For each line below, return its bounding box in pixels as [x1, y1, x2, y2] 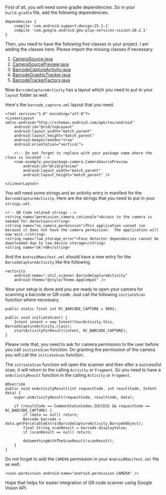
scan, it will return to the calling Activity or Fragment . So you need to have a [5, 367, 161, 373]
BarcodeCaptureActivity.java [12, 67, 71, 72]
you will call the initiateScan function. [5, 352, 84, 358]
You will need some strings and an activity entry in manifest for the [5, 190, 142, 196]
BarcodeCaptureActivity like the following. [5, 259, 91, 265]
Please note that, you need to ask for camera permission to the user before [5, 341, 159, 347]
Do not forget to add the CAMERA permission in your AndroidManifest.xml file [5, 456, 159, 462]
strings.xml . [5, 200, 31, 206]
